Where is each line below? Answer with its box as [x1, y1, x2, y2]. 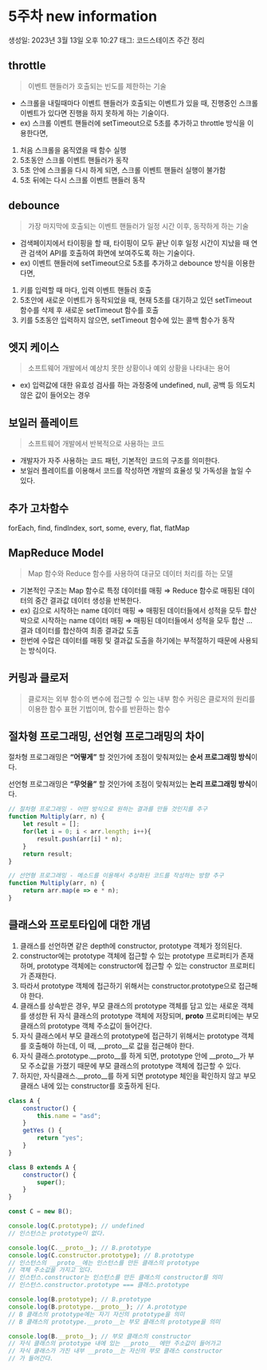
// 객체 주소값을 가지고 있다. [8, 1266, 94, 1274]
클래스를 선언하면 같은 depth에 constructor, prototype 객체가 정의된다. [19, 941, 243, 950]
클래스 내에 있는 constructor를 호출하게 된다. [19, 1080, 161, 1090]
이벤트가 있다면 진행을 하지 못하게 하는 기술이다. [19, 108, 169, 118]
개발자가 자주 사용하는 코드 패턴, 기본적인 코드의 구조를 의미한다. [19, 456, 221, 465]
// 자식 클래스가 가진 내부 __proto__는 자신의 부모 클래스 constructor [8, 1347, 223, 1356]
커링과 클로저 [8, 671, 69, 685]
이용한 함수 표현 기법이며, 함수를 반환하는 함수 [27, 704, 171, 713]
